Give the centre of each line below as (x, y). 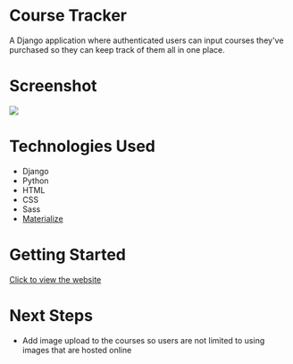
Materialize (43, 218)
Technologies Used (83, 146)
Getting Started (68, 255)
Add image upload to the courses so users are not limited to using (143, 340)
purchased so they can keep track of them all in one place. (117, 49)
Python (35, 181)
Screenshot (53, 86)
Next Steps (51, 315)
